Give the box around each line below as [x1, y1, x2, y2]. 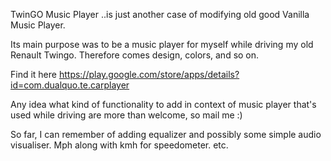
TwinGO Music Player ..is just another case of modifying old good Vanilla [10, 9, 310, 20]
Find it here [10, 69, 57, 80]
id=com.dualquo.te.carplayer [10, 79, 130, 91]
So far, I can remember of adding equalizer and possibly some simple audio [10, 129, 322, 140]
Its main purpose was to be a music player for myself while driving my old [10, 39, 314, 50]
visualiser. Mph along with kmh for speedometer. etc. [10, 139, 229, 151]
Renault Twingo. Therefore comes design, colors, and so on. [10, 49, 260, 61]
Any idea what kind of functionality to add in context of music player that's [10, 99, 317, 110]
